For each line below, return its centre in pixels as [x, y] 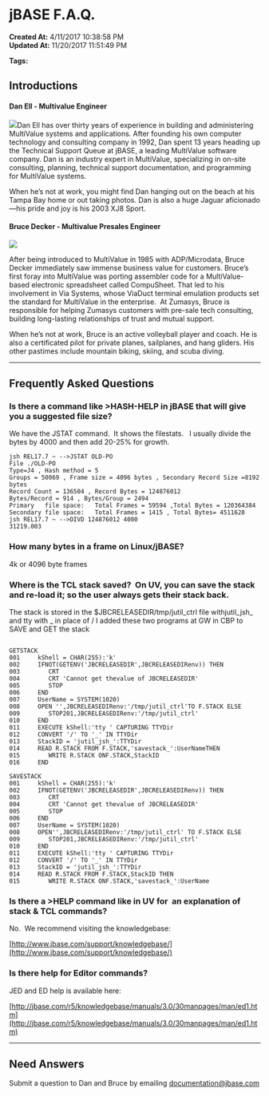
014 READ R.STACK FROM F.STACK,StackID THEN [91, 874]
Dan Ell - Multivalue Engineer [58, 106]
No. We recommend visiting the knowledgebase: [90, 928]
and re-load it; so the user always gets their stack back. [119, 595]
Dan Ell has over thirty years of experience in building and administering [135, 125]
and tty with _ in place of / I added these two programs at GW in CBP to [126, 621]
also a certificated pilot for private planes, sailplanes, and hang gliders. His [132, 342]
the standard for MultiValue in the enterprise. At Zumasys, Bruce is [119, 302]
